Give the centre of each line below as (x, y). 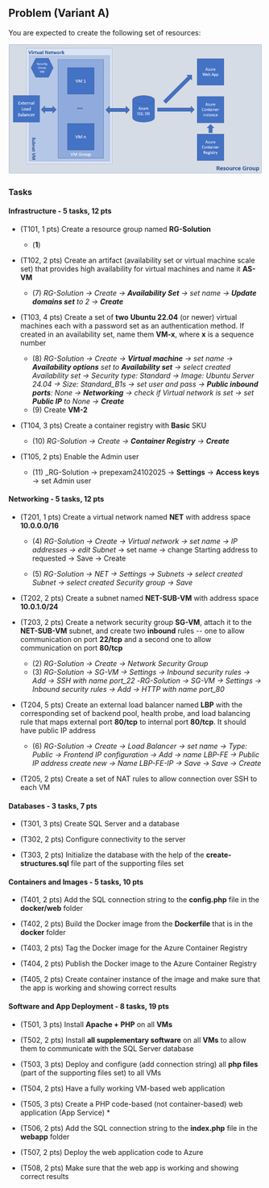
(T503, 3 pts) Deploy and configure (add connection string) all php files (139, 1064)
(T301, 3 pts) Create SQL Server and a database (99, 824)
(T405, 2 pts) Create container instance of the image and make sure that (140, 979)
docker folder (43, 933)
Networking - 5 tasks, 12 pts (56, 499)
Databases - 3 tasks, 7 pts (53, 805)
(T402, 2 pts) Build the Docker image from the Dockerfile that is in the (137, 924)
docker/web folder (51, 909)
